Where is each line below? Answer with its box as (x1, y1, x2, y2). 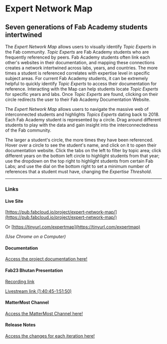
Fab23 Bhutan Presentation (5, 267, 63, 273)
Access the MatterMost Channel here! (5, 310, 83, 316)
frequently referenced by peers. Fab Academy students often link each (5, 54, 151, 60)
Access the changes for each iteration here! (5, 333, 95, 339)
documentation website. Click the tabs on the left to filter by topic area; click (5, 148, 162, 153)
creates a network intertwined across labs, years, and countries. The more (5, 65, 158, 71)
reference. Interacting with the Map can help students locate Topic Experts (5, 86, 159, 92)
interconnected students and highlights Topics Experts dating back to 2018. (5, 111, 160, 117)
